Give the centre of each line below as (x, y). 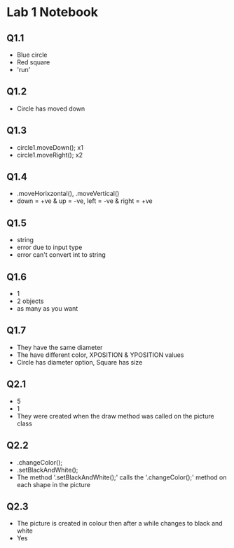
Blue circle (32, 55)
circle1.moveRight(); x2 (50, 155)
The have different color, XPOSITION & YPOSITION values (100, 355)
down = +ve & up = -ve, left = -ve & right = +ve (84, 201)
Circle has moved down (51, 108)
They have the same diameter (60, 347)
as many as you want (47, 309)
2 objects (30, 301)
